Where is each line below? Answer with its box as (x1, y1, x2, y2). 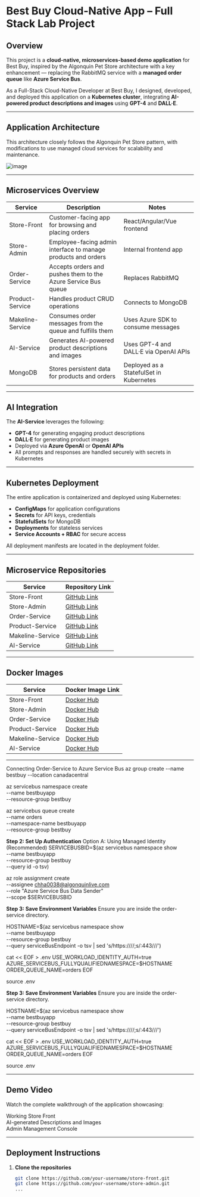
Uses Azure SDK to (123, 315, 177, 323)
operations (49, 302, 79, 310)
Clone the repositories (14, 1164, 71, 1171)
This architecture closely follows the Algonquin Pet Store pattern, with (6, 138, 178, 146)
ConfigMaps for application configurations (14, 505, 120, 512)
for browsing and (49, 221, 97, 229)
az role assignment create (6, 874, 70, 881)
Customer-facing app (49, 213, 110, 221)
